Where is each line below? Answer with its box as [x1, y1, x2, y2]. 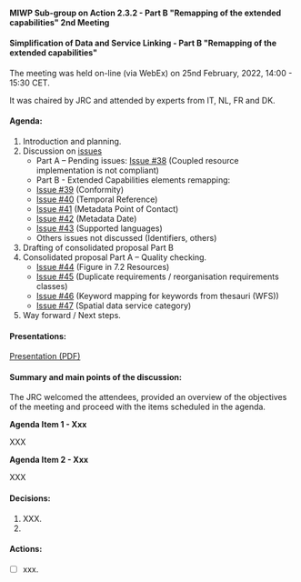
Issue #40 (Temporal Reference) [35, 194, 158, 205]
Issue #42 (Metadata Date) [35, 214, 137, 224]
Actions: [9, 544, 43, 555]
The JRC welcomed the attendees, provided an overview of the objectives [9, 392, 287, 403]
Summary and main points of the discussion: [9, 371, 182, 382]
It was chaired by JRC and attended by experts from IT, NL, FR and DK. [9, 95, 276, 105]
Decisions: [9, 493, 51, 504]
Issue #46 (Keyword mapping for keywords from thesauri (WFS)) [35, 291, 279, 301]
